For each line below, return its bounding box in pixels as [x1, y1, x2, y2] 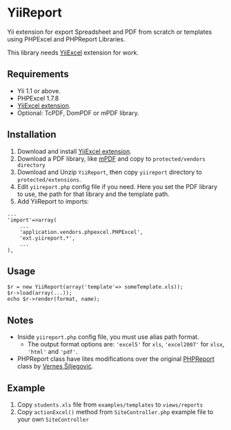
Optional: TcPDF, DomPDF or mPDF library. [17, 108, 139, 117]
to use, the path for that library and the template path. [17, 190, 170, 198]
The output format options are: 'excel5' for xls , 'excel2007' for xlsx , [27, 340, 225, 349]
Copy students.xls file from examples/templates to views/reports [17, 400, 203, 409]
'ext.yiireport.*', [19, 235, 76, 242]
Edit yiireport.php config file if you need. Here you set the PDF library [17, 182, 218, 190]
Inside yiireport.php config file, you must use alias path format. [17, 333, 200, 341]
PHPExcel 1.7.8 [17, 94, 59, 102]
